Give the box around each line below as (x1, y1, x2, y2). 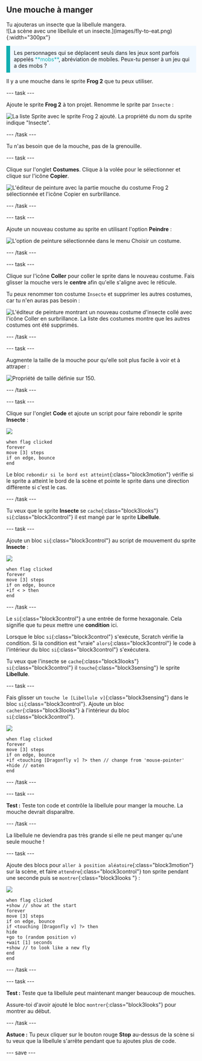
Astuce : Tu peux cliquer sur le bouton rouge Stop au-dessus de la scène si (6, 1031, 195, 1038)
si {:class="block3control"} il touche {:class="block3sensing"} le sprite (6, 664, 180, 671)
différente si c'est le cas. (6, 483, 68, 491)
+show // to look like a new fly (6, 944, 90, 950)
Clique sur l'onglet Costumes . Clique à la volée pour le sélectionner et (6, 165, 181, 173)
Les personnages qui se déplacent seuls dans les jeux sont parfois (14, 49, 180, 56)
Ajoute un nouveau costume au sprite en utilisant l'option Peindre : (6, 225, 172, 232)
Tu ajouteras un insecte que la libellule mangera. (6, 21, 127, 28)
